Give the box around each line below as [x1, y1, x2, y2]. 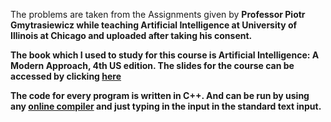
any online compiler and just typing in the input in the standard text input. [10, 100, 322, 112]
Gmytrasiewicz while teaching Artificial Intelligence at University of [10, 19, 298, 31]
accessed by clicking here [10, 70, 122, 82]
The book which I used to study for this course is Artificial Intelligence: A [10, 49, 320, 61]
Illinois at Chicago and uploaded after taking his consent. [10, 30, 253, 41]
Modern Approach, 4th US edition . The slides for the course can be [10, 60, 295, 71]
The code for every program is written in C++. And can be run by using [10, 90, 310, 101]
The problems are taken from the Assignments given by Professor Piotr [10, 9, 306, 20]
